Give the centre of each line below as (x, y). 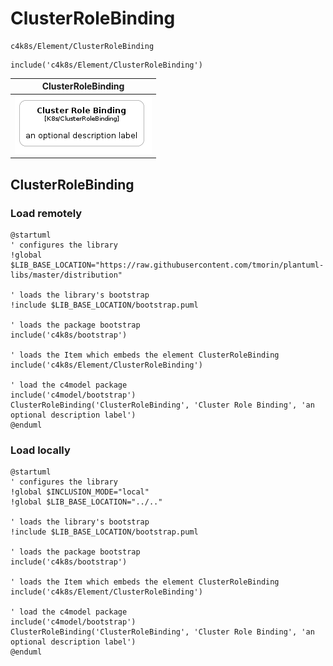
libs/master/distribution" (66, 275)
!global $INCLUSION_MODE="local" (80, 492)
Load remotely (46, 213)
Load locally (40, 450)
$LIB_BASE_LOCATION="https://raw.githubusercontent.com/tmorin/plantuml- (167, 265)
